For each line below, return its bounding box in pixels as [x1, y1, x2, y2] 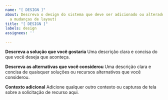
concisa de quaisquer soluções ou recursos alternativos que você [5, 69, 141, 75]
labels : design [5, 26, 37, 31]
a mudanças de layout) [9, 16, 57, 21]
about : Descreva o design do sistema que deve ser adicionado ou [5, 12, 144, 17]
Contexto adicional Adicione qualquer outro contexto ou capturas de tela [5, 84, 156, 90]
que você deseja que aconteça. [5, 54, 70, 60]
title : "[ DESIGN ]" [5, 21, 48, 26]
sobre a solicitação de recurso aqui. [5, 89, 79, 95]
